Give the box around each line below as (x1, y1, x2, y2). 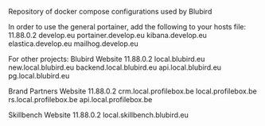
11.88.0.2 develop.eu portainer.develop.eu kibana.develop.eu (8, 31, 207, 40)
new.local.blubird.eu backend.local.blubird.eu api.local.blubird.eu (8, 63, 221, 72)
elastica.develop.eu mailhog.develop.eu (8, 39, 139, 48)
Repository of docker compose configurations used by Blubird (8, 7, 212, 16)
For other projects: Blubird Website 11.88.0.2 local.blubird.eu (8, 55, 205, 63)
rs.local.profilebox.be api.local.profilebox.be (8, 95, 153, 104)
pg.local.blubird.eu (8, 71, 70, 80)
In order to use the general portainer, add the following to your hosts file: (8, 22, 247, 31)
